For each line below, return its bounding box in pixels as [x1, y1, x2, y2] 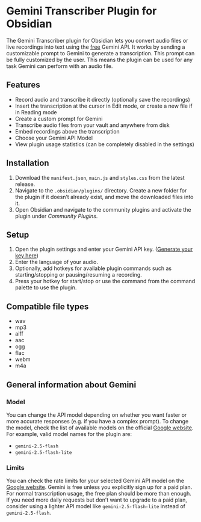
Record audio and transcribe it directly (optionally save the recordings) [14, 96, 191, 103]
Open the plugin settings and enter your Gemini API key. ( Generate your [14, 245, 193, 253]
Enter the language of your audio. [14, 259, 98, 266]
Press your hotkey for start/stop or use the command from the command [14, 278, 196, 285]
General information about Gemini [6, 379, 137, 390]
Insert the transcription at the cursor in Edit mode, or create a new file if [14, 102, 193, 109]
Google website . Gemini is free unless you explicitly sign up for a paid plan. [6, 484, 193, 491]
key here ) [14, 252, 39, 259]
